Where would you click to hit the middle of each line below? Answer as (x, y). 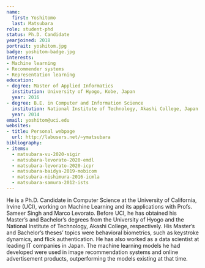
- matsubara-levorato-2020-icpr (53, 166)
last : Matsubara (32, 23)
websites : (19, 126)
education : (20, 80)
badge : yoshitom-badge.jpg (41, 52)
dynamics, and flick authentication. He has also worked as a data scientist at (103, 239)
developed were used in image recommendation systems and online (92, 252)
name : (13, 12)
